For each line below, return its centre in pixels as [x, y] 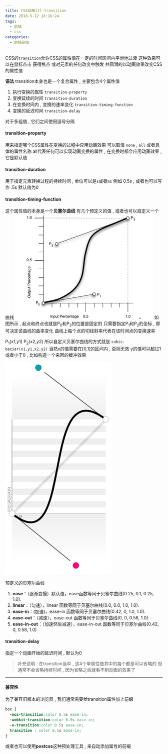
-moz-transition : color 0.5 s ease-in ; [49, 715]
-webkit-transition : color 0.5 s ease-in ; [52, 720]
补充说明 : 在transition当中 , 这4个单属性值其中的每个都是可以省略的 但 [90, 664]
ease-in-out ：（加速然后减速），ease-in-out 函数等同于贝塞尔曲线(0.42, [85, 624]
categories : [17, 37]
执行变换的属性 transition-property [50, 92]
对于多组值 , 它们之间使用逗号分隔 [40, 121]
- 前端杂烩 [19, 43]
